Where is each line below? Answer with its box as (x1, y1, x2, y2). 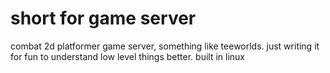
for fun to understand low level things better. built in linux (10, 50, 245, 62)
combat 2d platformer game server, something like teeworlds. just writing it (10, 40, 320, 52)
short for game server (10, 7, 197, 30)
